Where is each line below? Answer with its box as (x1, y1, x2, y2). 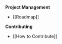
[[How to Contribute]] (12, 33, 57, 39)
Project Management (5, 4, 50, 10)
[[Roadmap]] (12, 14, 39, 19)
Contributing (5, 23, 33, 29)
